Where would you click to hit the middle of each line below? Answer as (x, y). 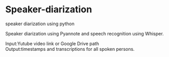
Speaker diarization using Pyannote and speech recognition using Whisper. (84, 33)
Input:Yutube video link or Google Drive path (52, 43)
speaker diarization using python (40, 24)
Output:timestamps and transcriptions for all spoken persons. (70, 49)
